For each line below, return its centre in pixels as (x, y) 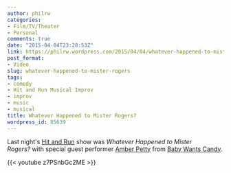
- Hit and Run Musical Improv (51, 90)
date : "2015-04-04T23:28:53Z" (51, 45)
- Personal (23, 33)
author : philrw (29, 13)
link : (15, 52)
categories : (24, 20)
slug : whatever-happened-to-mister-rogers (69, 71)
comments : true (29, 39)
